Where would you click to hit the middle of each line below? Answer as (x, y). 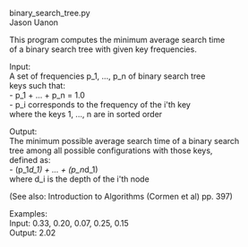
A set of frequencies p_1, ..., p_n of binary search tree (107, 76)
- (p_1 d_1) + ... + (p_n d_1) (54, 170)
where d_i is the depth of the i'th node (79, 179)
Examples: (28, 213)
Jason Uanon (34, 22)
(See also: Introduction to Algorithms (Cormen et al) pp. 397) (121, 196)
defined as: (30, 160)
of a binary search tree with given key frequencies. (103, 49)
